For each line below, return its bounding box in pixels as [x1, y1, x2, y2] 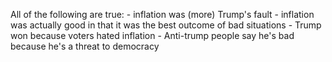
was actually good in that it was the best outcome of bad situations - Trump [10, 19, 322, 31]
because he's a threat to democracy [10, 40, 160, 52]
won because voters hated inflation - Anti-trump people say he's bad [10, 30, 295, 41]
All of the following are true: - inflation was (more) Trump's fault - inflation [10, 9, 315, 20]
